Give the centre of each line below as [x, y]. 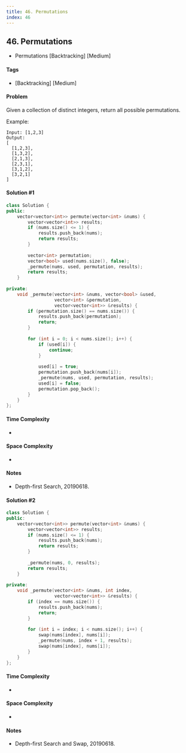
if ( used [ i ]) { [57, 345]
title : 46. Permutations [37, 12]
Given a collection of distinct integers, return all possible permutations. [93, 110]
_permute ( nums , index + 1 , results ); [85, 641]
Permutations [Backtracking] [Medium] [63, 56]
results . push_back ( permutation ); [80, 317]
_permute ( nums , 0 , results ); [64, 563]
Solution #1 [20, 193]
